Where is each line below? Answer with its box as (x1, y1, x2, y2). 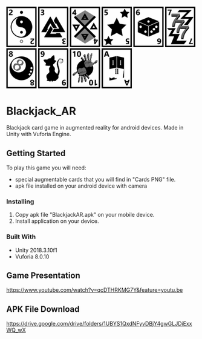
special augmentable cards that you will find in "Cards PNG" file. (15, 176, 176, 183)
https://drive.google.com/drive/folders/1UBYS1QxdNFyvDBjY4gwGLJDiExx (6, 320, 192, 327)
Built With (6, 232, 36, 241)
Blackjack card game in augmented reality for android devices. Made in (6, 124, 184, 131)
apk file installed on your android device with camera (15, 182, 148, 189)
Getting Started (6, 148, 66, 158)
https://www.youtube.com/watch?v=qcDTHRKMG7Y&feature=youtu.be (6, 286, 183, 294)
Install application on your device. (15, 217, 99, 225)
